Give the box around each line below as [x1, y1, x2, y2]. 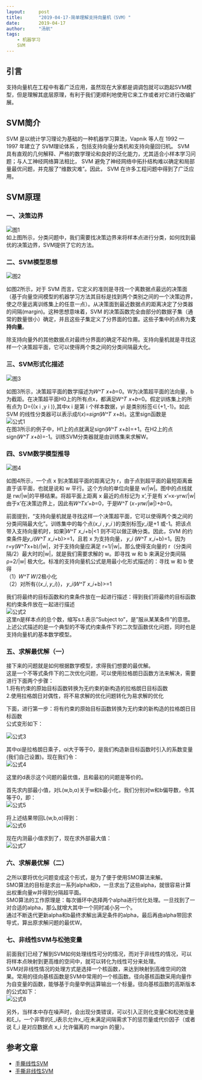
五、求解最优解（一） [6, 647, 68, 656]
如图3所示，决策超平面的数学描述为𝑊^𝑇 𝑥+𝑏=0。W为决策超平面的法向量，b [6, 388, 194, 395]
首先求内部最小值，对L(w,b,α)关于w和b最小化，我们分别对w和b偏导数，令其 [6, 786, 195, 794]
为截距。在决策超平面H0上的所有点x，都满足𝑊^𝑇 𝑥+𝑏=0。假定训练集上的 [6, 395, 188, 403]
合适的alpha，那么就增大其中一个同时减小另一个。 [11, 903, 136, 911]
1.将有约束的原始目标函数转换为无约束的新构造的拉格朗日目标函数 [6, 685, 168, 692]
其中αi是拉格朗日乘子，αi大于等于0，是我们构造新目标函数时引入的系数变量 [6, 746, 194, 753]
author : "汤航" [6, 25, 54, 32]
